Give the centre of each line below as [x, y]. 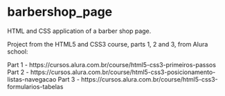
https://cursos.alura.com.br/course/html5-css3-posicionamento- [123, 72]
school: [18, 51]
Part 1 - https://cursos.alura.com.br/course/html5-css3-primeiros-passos [112, 64]
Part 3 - [69, 79]
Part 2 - [18, 72]
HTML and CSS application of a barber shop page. [79, 31]
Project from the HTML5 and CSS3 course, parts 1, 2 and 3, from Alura [108, 44]
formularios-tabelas [35, 86]
